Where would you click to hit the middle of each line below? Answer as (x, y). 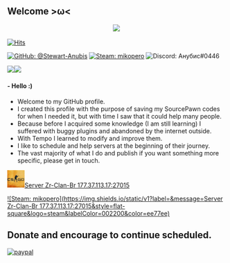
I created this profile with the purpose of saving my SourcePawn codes (118, 109)
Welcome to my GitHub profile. (61, 102)
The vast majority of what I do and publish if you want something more (118, 153)
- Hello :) (20, 86)
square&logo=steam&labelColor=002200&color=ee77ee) (89, 214)
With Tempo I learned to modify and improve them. (90, 139)
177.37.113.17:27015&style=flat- (82, 206)
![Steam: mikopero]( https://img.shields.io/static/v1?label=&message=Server (115, 199)
